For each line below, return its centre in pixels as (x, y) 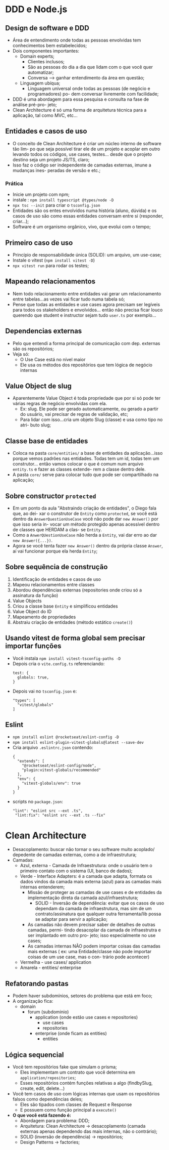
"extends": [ (31, 761)
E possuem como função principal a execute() (68, 1110)
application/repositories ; (48, 1077)
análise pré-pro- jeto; (35, 104)
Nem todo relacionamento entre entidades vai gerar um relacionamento (87, 293)
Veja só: (21, 354)
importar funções (33, 646)
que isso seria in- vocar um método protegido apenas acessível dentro (86, 524)
